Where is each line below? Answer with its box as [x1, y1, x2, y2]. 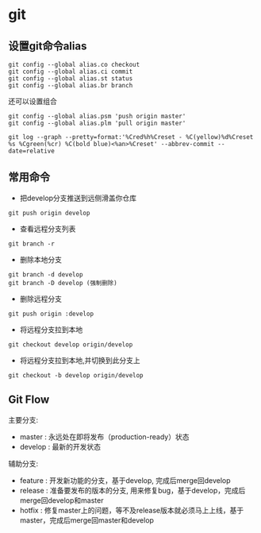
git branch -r [8, 240, 56, 248]
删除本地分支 [19, 254, 62, 264]
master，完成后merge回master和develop [19, 515, 155, 525]
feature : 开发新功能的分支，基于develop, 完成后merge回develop [19, 475, 232, 485]
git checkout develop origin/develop [8, 340, 133, 349]
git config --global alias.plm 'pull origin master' [8, 119, 186, 127]
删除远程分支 [19, 294, 62, 303]
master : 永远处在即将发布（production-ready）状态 [19, 431, 190, 442]
